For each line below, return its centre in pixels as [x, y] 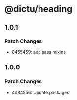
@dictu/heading [38, 9]
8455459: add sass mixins [39, 52]
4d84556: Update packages [40, 92]
